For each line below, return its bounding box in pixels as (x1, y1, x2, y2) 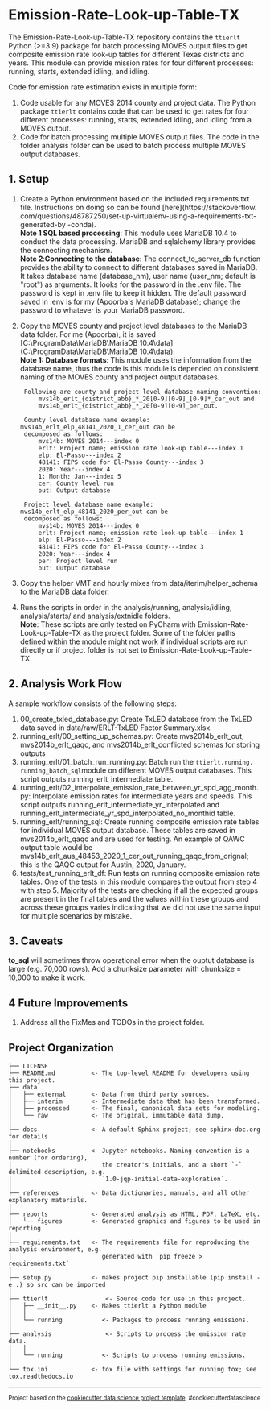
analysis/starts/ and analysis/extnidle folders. (19, 611, 170, 620)
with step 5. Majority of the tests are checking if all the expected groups (19, 885, 259, 895)
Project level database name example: (23, 500, 154, 508)
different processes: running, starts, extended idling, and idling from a (19, 114, 252, 124)
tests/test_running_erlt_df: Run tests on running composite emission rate (19, 868, 260, 877)
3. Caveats (8, 934, 63, 948)
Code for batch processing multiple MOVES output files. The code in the (19, 131, 260, 142)
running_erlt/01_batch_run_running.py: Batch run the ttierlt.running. (19, 757, 254, 766)
